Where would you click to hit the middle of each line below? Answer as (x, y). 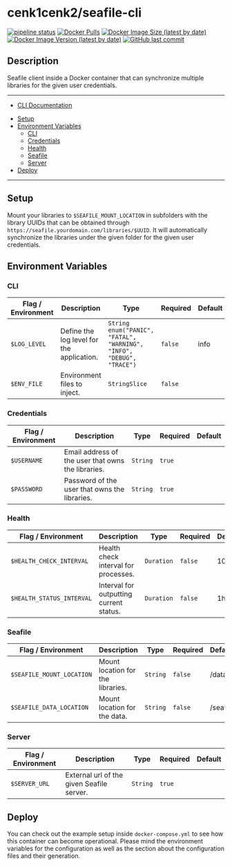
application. (79, 357)
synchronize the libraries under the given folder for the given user (101, 237)
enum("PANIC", (131, 330)
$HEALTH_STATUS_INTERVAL (51, 598)
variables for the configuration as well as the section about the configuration (116, 849)
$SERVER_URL (30, 784)
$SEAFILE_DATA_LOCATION (50, 708)
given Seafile (86, 784)
